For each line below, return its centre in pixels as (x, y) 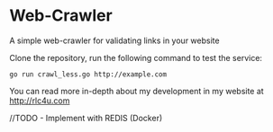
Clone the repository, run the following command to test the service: (136, 57)
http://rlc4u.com (40, 101)
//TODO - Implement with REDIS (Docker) (86, 118)
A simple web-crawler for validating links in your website (114, 40)
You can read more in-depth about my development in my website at (136, 91)
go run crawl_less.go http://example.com (88, 74)
